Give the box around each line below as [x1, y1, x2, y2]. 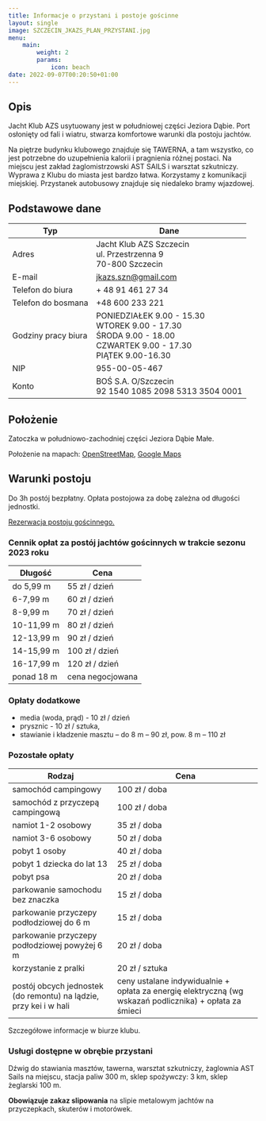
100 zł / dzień [66, 645, 120, 656]
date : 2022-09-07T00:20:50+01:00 [8, 71, 119, 79]
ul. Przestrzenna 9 [96, 249, 164, 260]
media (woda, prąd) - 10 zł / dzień [19, 713, 131, 723]
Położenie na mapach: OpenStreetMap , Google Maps [8, 450, 182, 459]
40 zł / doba [116, 845, 162, 856]
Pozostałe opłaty [8, 750, 74, 761]
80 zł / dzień [66, 620, 114, 631]
